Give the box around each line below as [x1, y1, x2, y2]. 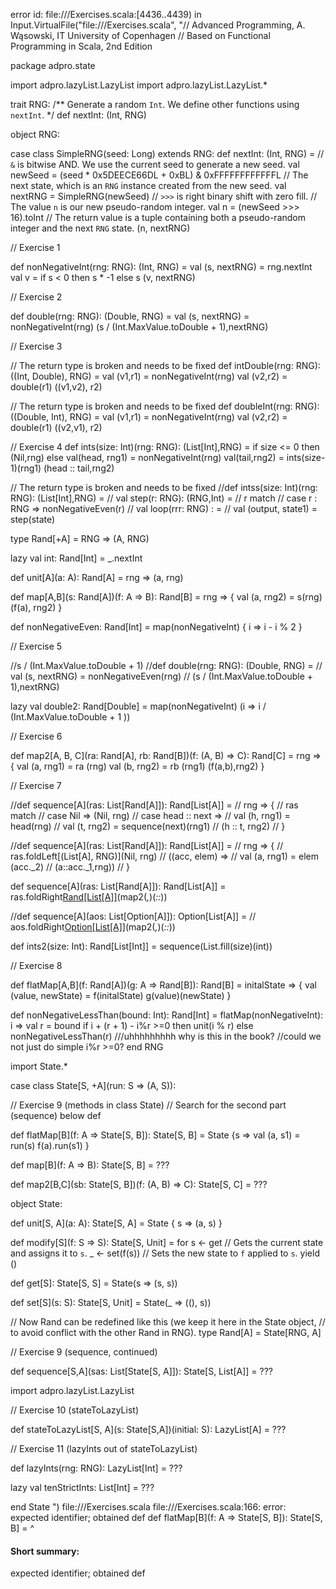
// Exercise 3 [10, 340, 63, 352]
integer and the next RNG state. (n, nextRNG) [10, 222, 191, 234]
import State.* [10, 1060, 68, 1072]
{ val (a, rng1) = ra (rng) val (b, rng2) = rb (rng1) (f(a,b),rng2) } [10, 760, 265, 772]
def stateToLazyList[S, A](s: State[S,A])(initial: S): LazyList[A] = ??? [10, 1424, 287, 1435]
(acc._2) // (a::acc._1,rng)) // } [10, 861, 131, 873]
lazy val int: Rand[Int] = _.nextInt [10, 552, 143, 564]
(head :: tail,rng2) [43, 462, 115, 474]
